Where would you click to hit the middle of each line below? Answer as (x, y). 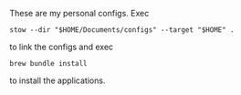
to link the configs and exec (62, 47)
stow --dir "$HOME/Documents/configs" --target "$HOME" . (122, 30)
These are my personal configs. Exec (79, 13)
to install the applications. (58, 80)
